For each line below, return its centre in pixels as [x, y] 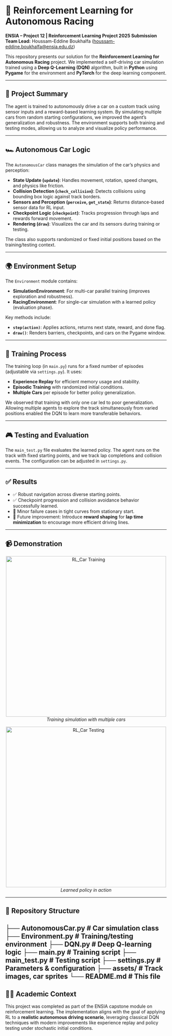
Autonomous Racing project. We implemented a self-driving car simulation [84, 62]
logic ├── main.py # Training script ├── [71, 952]
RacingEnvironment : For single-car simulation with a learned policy [84, 302]
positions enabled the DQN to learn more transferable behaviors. [73, 414]
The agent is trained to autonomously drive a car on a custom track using [83, 106]
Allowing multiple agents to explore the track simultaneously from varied [82, 408]
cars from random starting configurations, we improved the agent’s [76, 117]
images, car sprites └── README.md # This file [83, 977]
